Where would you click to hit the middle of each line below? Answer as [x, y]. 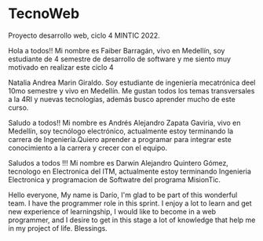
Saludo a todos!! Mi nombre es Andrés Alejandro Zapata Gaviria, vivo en [124, 122]
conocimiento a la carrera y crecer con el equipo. [88, 148]
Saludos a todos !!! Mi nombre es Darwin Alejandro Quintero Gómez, [119, 162]
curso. [18, 108]
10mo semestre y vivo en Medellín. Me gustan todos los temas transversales [131, 90]
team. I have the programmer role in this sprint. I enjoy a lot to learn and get [130, 203]
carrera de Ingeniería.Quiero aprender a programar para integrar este [120, 139]
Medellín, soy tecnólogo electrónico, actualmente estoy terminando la [121, 131]
